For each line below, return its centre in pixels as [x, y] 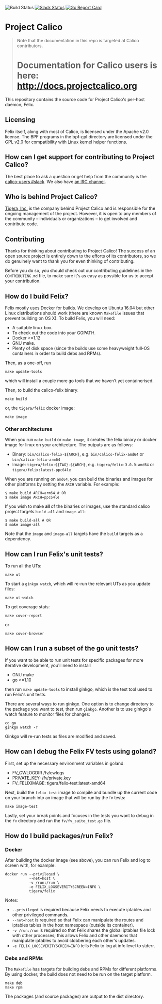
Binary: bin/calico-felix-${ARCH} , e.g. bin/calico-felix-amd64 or [78, 454]
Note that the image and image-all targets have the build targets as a [74, 534]
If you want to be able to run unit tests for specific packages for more [74, 660]
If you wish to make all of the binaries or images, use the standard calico [78, 506]
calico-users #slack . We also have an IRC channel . [56, 182]
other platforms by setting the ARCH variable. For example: [62, 484]
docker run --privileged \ [32, 874]
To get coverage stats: [27, 607]
